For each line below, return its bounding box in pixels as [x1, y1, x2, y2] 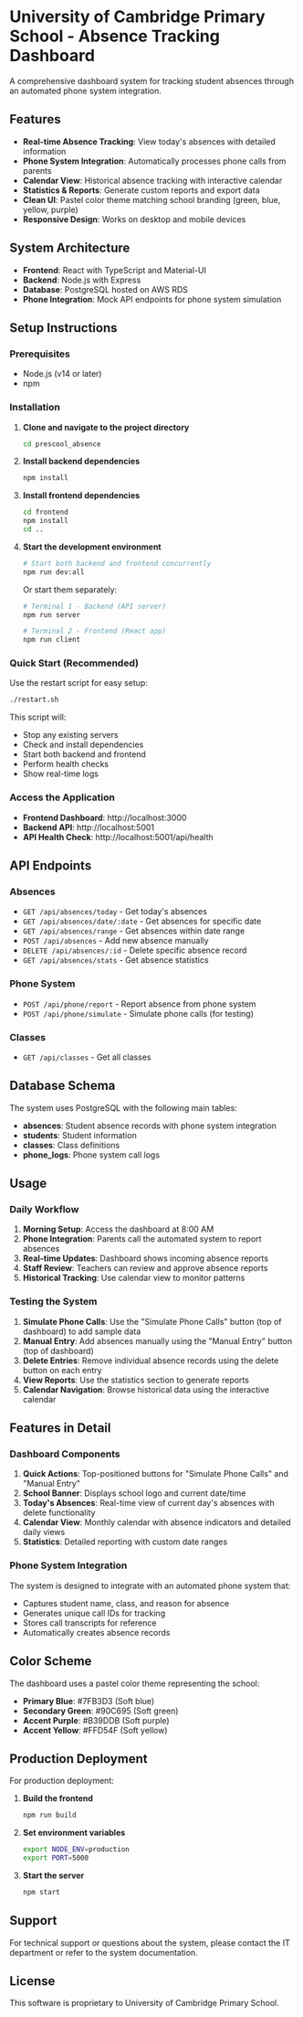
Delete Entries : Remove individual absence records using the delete [22, 1355, 279, 1366]
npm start [22, 1887, 61, 1896]
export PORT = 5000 [22, 1853, 89, 1862]
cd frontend [22, 507, 68, 518]
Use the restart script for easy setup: [9, 678, 148, 688]
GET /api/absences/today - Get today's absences [22, 906, 208, 917]
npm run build [22, 1810, 77, 1820]
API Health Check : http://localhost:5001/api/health [22, 831, 214, 842]
